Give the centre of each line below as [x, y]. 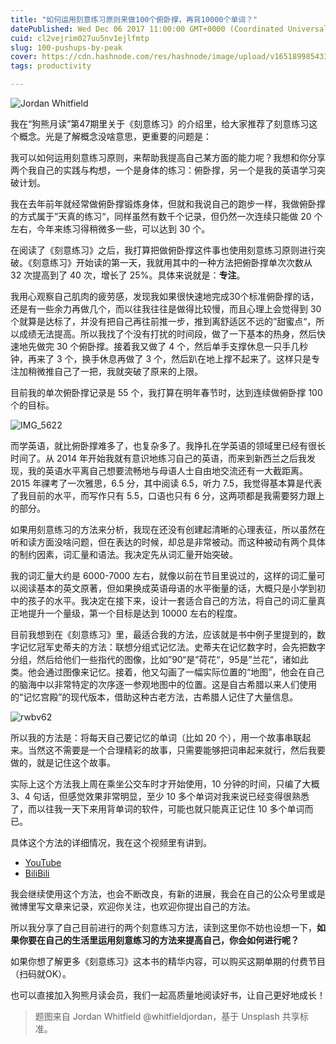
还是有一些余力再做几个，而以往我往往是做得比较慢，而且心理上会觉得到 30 [166, 309]
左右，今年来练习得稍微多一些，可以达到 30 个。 [110, 229]
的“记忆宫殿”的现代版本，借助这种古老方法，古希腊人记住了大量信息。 [154, 697]
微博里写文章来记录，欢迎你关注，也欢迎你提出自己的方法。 [133, 906]
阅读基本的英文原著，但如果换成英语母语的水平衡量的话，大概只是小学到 [167, 588]
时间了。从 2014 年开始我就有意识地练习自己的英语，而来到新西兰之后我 [158, 458]
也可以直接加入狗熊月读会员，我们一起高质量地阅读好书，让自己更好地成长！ [168, 995]
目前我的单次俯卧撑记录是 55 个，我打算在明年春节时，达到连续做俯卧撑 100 [166, 392]
